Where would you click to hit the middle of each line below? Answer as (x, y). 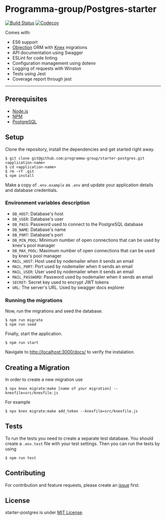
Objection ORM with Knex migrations (50, 47)
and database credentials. (32, 190)
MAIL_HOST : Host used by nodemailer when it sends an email (73, 261)
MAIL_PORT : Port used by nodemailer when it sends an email (72, 266)
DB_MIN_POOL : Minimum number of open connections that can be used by (86, 240)
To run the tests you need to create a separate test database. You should (79, 438)
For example (18, 402)
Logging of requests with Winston (47, 68)
